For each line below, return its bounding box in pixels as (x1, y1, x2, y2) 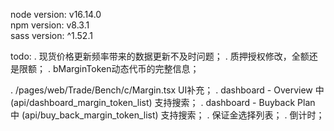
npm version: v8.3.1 (10, 19, 90, 31)
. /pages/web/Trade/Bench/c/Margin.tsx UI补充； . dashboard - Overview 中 (10, 84, 325, 96)
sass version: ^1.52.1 (10, 30, 93, 41)
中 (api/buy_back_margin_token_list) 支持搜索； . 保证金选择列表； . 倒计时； (10, 109, 325, 121)
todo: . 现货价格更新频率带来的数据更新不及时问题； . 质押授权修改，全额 (10, 50, 310, 62)
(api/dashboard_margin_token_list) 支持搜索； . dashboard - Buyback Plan (10, 97, 316, 108)
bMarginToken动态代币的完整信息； (52, 63, 200, 74)
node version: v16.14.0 (10, 9, 102, 20)
